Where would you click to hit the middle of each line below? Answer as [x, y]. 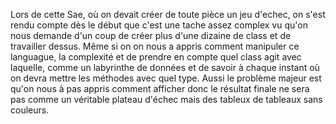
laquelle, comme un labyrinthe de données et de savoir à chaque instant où [165, 67]
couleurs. [30, 110]
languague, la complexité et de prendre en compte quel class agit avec [156, 57]
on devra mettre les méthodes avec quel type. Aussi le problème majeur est [166, 78]
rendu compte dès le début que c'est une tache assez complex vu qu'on [159, 25]
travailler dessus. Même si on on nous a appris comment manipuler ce [155, 46]
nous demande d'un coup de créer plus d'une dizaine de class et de [151, 35]
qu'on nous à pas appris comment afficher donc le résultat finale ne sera [160, 88]
